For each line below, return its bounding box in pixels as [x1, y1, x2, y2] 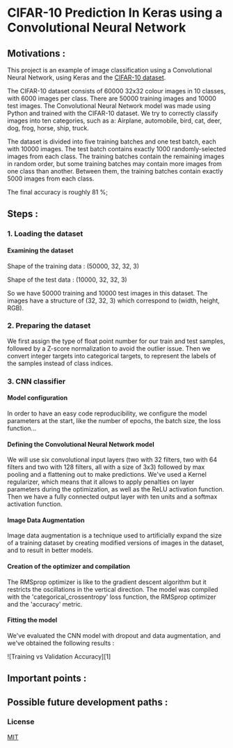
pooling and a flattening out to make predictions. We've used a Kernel [7, 471, 207, 479]
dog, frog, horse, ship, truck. [7, 124, 89, 132]
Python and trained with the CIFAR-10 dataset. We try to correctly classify [7, 109, 218, 117]
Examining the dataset [7, 246, 74, 254]
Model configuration [7, 394, 68, 402]
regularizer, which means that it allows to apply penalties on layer [7, 478, 195, 486]
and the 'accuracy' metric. [7, 600, 83, 608]
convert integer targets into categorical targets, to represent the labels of [7, 351, 217, 360]
